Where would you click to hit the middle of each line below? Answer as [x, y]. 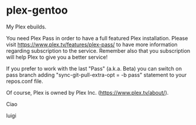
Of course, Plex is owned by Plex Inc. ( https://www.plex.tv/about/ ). [87, 92]
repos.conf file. [25, 81]
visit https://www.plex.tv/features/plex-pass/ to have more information [92, 44]
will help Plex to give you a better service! [57, 57]
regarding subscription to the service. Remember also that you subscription [98, 50]
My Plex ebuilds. [26, 27]
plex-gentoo [37, 10]
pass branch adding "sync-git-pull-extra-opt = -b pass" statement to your [97, 75]
